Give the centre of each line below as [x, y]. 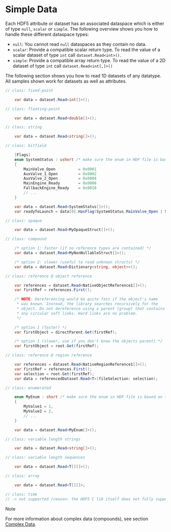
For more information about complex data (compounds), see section [77, 519]
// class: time [21, 494]
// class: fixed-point [29, 90]
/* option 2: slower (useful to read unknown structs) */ [77, 262]
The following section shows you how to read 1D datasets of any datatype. [83, 75]
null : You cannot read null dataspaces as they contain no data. [79, 44]
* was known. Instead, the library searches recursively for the [87, 304]
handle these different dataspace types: [47, 34]
